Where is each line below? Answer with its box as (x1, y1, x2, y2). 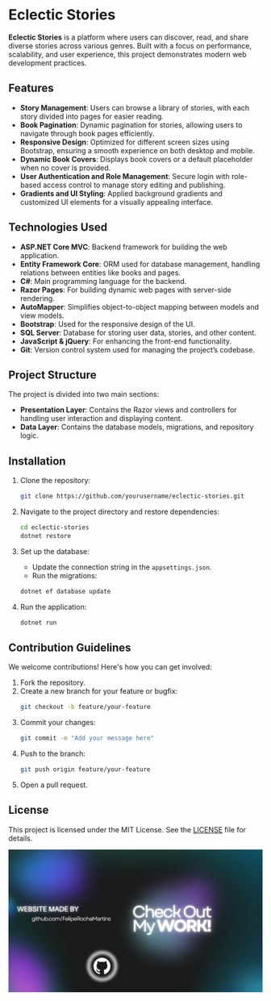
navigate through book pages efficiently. (19, 128, 155, 138)
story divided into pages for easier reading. (19, 111, 164, 121)
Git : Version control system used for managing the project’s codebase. (19, 344, 256, 354)
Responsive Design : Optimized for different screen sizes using (19, 137, 230, 147)
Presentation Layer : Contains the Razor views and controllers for (19, 405, 237, 415)
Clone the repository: (19, 476, 91, 486)
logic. (19, 431, 39, 440)
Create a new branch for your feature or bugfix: (19, 686, 178, 696)
